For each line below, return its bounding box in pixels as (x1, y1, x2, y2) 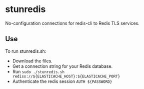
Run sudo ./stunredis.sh (12, 68, 65, 74)
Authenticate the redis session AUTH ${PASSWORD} (12, 78, 112, 84)
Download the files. (12, 58, 52, 64)
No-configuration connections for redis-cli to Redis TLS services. (5, 20, 140, 26)
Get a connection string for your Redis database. (12, 63, 113, 69)
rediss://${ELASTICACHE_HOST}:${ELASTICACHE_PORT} (12, 74, 120, 79)
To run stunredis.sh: (5, 48, 46, 54)
